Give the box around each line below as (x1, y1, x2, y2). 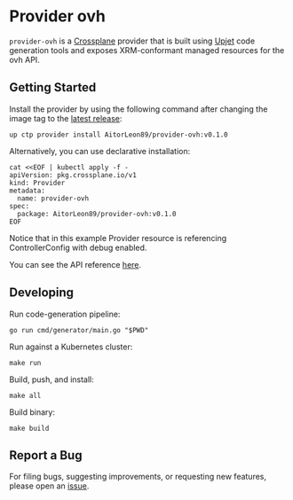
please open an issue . (9, 480, 90, 491)
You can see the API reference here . (9, 259, 142, 270)
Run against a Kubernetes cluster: (9, 341, 133, 352)
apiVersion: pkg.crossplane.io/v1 (9, 170, 138, 179)
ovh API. (9, 54, 40, 65)
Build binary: (9, 406, 56, 418)
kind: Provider (9, 178, 66, 187)
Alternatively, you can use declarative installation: (9, 145, 191, 156)
